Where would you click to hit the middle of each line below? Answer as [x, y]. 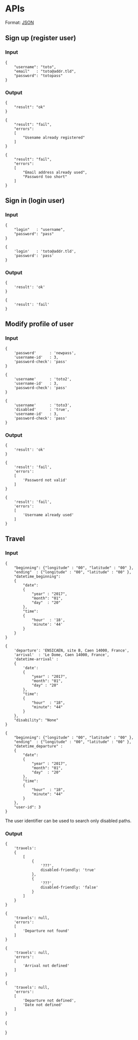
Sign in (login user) [35, 201]
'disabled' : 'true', [42, 409]
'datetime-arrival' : [36, 659]
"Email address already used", [55, 172]
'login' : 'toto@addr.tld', [45, 251]
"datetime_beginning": [37, 576]
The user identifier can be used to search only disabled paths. [69, 821]
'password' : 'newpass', [45, 353]
